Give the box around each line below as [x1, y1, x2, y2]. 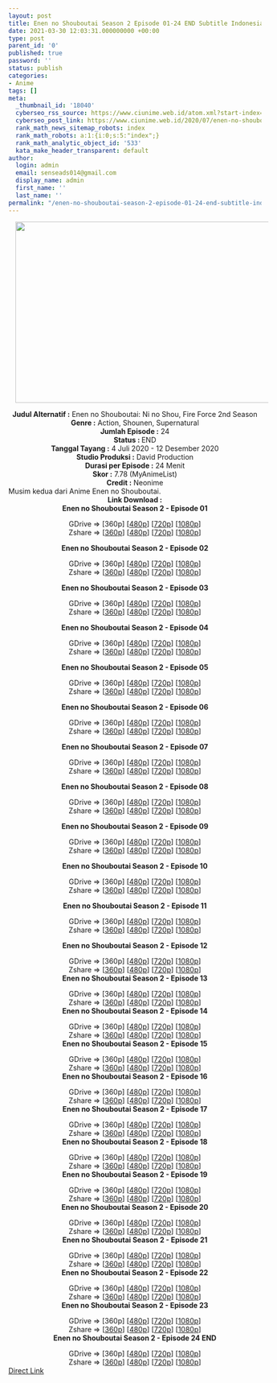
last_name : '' [15, 191, 63, 200]
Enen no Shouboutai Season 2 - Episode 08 [61, 782, 209, 791]
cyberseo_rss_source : [15, 109, 88, 118]
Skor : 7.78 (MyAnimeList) [92, 469, 178, 479]
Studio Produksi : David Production [75, 452, 194, 461]
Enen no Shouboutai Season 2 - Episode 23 [61, 1300, 209, 1310]
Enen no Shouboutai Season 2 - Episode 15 [62, 1038, 208, 1048]
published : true [8, 49, 63, 57]
